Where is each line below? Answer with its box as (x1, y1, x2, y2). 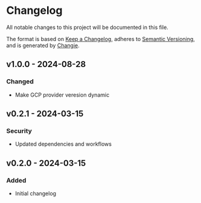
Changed (6, 77, 34, 86)
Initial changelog (14, 190, 56, 197)
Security (6, 126, 32, 135)
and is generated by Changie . (6, 42, 80, 49)
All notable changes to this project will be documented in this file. (6, 24, 169, 31)
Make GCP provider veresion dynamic (14, 91, 110, 98)
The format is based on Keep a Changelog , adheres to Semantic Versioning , (6, 35, 195, 42)
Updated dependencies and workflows (14, 140, 112, 148)
